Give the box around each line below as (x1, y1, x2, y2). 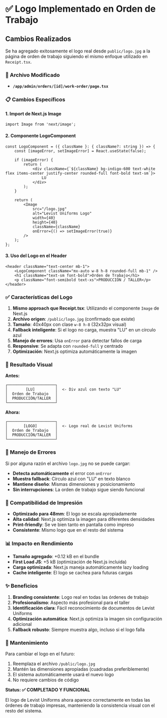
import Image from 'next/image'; (5, 122, 76, 127)
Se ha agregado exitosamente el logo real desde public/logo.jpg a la (5, 48, 151, 54)
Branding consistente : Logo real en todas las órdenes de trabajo (12, 594, 149, 600)
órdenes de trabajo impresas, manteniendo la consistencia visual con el (5, 702, 155, 708)
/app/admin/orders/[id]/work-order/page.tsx (12, 84, 109, 89)
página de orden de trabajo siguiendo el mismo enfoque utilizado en (5, 53, 148, 59)
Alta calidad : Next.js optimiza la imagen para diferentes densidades (12, 516, 155, 522)
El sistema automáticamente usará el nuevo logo (12, 671, 114, 677)
